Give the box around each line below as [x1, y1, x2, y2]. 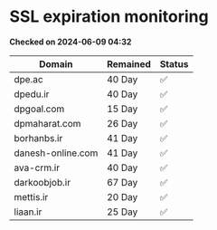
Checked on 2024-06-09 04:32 [9, 36, 132, 47]
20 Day [107, 190, 138, 203]
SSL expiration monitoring [9, 6, 210, 27]
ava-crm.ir [14, 161, 61, 174]
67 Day [107, 176, 138, 188]
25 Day [107, 206, 138, 218]
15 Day [107, 102, 138, 115]
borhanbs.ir [14, 131, 63, 144]
